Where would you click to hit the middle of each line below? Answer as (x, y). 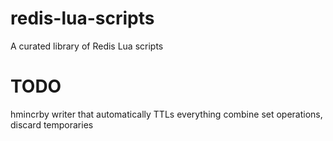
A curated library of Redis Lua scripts (87, 46)
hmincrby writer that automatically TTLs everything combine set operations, (166, 114)
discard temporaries (52, 124)
